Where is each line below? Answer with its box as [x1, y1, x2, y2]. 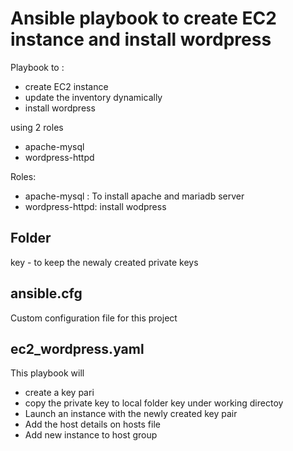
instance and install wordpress [10, 28, 272, 51]
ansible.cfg [10, 285, 83, 302]
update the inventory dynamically [24, 91, 163, 103]
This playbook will [10, 367, 85, 379]
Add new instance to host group [24, 429, 158, 441]
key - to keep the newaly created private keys [10, 256, 199, 268]
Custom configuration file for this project [10, 312, 178, 324]
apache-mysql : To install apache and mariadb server [24, 190, 245, 202]
